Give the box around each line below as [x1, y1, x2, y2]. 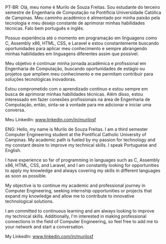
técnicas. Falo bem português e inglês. [5, 25, 85, 31]
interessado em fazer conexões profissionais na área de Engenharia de [5, 96, 150, 102]
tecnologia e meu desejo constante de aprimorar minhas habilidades [5, 20, 145, 26]
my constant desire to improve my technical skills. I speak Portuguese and [5, 142, 157, 148]
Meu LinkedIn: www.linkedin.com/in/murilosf [5, 117, 97, 122]
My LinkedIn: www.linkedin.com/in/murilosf [5, 234, 94, 239]
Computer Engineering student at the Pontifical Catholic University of [5, 132, 147, 137]
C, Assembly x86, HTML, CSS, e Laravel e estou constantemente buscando [5, 40, 160, 46]
